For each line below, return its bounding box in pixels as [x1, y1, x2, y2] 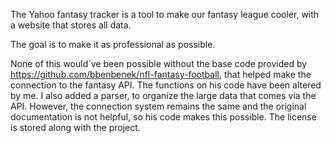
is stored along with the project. [10, 122, 141, 133]
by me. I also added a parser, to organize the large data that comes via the [10, 90, 317, 101]
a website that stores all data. [10, 19, 132, 31]
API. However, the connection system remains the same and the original [10, 100, 307, 112]
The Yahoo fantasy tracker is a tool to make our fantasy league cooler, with [10, 9, 320, 20]
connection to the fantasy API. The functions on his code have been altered [10, 79, 322, 91]
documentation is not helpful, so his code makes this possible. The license [10, 111, 317, 123]
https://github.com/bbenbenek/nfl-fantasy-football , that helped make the [10, 69, 312, 80]
